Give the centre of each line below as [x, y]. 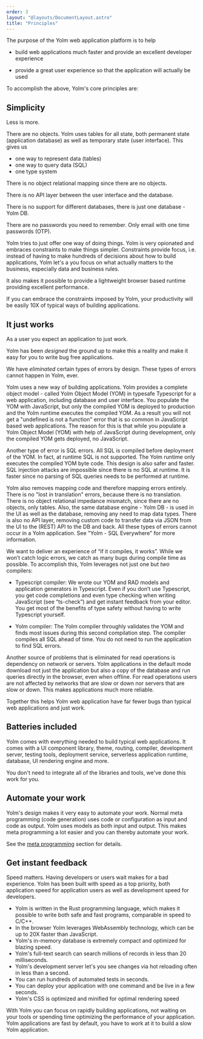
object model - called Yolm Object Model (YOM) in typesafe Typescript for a [101, 394]
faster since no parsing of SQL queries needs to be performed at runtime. [98, 476]
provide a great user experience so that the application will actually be [103, 70]
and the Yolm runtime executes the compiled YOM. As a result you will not [98, 413]
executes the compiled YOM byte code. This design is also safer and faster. [101, 463]
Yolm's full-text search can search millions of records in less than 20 [101, 953]
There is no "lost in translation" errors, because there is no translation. [94, 494]
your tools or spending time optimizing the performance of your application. [101, 1017]
